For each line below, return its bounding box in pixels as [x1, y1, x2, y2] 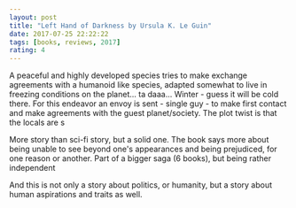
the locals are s [9, 117, 65, 128]
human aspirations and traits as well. [9, 189, 144, 200]
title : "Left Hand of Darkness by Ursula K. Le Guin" [9, 21, 213, 30]
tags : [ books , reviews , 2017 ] [9, 37, 121, 47]
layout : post [9, 12, 58, 22]
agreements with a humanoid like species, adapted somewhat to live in [9, 80, 268, 90]
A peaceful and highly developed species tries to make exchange [9, 70, 248, 81]
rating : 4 [9, 46, 46, 55]
